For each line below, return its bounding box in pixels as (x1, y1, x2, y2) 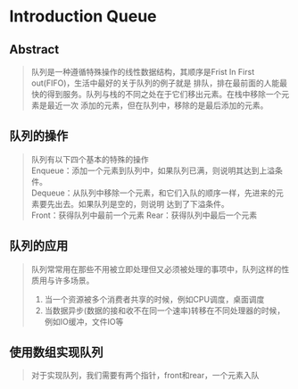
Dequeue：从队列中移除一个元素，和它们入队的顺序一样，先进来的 (30, 187, 277, 198)
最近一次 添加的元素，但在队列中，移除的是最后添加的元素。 (46, 100, 269, 111)
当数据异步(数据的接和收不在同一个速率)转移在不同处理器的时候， (44, 305, 286, 316)
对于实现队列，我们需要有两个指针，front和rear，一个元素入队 (30, 370, 260, 381)
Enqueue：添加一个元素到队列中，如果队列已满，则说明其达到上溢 (30, 165, 275, 176)
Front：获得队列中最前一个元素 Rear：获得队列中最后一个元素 (30, 210, 258, 220)
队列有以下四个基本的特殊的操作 (30, 153, 149, 164)
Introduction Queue (9, 6, 158, 27)
